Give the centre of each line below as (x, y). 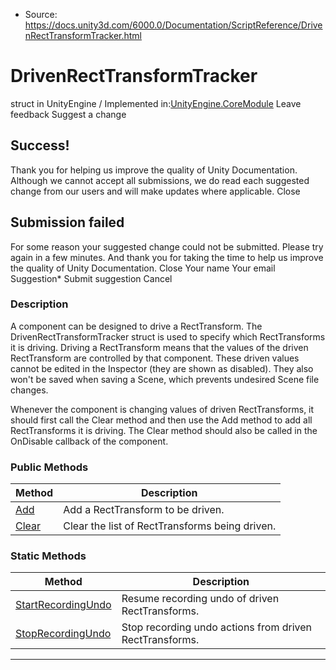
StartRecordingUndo (63, 605)
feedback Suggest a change (68, 114)
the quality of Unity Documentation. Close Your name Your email (143, 268)
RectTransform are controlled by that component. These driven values (155, 358)
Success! (40, 145)
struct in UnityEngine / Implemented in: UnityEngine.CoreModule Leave (156, 103)
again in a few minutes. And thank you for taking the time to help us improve (167, 257)
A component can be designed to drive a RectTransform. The (136, 326)
